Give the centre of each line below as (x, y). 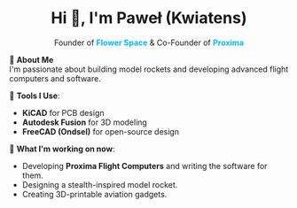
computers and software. (55, 78)
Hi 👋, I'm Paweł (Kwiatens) (149, 18)
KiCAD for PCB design (63, 112)
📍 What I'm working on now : (62, 149)
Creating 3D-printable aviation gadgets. (94, 194)
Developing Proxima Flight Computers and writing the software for (145, 166)
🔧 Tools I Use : (35, 96)
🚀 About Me (31, 59)
